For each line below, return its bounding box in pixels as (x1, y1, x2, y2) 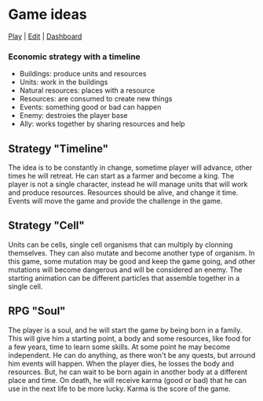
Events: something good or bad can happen (19, 102, 162, 112)
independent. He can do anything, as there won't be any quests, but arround (8, 350, 256, 359)
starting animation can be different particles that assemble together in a (8, 273, 240, 282)
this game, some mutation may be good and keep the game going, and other (8, 256, 256, 266)
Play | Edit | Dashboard (8, 31, 82, 41)
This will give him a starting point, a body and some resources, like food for (8, 333, 251, 343)
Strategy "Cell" (8, 219, 85, 233)
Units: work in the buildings (19, 77, 108, 87)
